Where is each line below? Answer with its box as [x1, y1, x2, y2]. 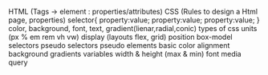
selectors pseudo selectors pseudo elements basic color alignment [8, 41, 230, 50]
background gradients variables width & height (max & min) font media [8, 49, 242, 58]
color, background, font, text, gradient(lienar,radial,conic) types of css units [8, 24, 258, 33]
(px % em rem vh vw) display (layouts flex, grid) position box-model [8, 32, 233, 41]
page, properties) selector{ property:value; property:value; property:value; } [8, 15, 261, 25]
